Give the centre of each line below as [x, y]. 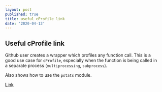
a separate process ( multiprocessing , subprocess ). [56, 66]
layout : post [18, 10]
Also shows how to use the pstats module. [49, 75]
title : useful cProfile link [35, 19]
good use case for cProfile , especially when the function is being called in [81, 61]
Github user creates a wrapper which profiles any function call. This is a [78, 55]
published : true [22, 14]
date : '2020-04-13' [25, 23]
